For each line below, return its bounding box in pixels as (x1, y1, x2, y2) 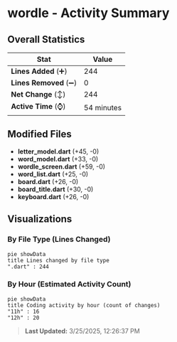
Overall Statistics (7, 33, 85, 46)
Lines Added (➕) (11, 66, 68, 76)
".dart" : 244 (7, 263, 50, 270)
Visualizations (7, 213, 73, 225)
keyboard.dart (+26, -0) (17, 192, 90, 201)
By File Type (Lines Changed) (7, 235, 111, 245)
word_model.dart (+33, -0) (17, 154, 99, 163)
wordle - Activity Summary (7, 5, 170, 21)
